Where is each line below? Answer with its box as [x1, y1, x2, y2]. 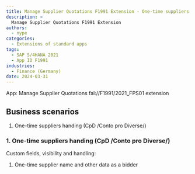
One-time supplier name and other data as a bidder [14, 161, 138, 168]
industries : [6, 62, 35, 69]
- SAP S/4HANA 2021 [11, 52, 59, 58]
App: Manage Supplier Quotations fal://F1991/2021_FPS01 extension [6, 90, 169, 97]
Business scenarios [6, 106, 79, 117]
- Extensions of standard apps [11, 41, 88, 47]
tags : [6, 47, 19, 53]
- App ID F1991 [11, 57, 48, 63]
